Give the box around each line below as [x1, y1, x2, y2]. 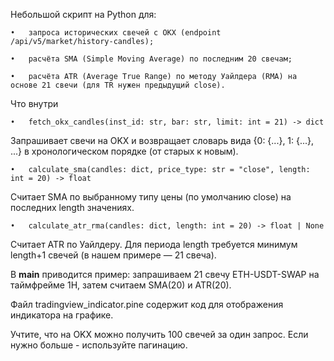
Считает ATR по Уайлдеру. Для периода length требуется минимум [10, 239, 298, 250]
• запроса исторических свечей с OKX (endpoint [10, 28, 222, 38]
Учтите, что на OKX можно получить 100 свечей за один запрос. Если [10, 329, 309, 340]
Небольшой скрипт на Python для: [10, 9, 157, 20]
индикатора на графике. [10, 309, 114, 321]
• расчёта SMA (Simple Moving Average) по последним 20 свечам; [10, 54, 293, 64]
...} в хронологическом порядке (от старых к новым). [10, 145, 239, 157]
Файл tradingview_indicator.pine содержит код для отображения [10, 299, 284, 310]
